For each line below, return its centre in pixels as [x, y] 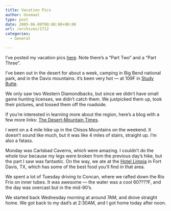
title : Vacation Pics [28, 10]
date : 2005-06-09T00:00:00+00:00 [41, 24]
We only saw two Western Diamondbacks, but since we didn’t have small [82, 93]
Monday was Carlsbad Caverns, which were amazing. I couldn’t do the [80, 150]
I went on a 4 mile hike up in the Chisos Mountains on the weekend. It [78, 130]
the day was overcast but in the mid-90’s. [49, 187]
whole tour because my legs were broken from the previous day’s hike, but [84, 156]
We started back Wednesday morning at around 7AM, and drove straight [81, 197]
